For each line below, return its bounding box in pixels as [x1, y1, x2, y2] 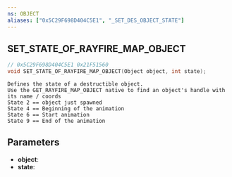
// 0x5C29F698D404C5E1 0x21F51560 [7, 61, 109, 69]
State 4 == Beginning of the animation [7, 105, 125, 112]
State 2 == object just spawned [7, 99, 102, 106]
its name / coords [7, 93, 61, 100]
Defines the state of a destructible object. [7, 81, 143, 88]
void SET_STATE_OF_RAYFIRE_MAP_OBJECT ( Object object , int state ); [7, 68, 207, 75]
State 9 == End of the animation [7, 117, 106, 125]
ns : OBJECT [7, 10, 39, 18]
